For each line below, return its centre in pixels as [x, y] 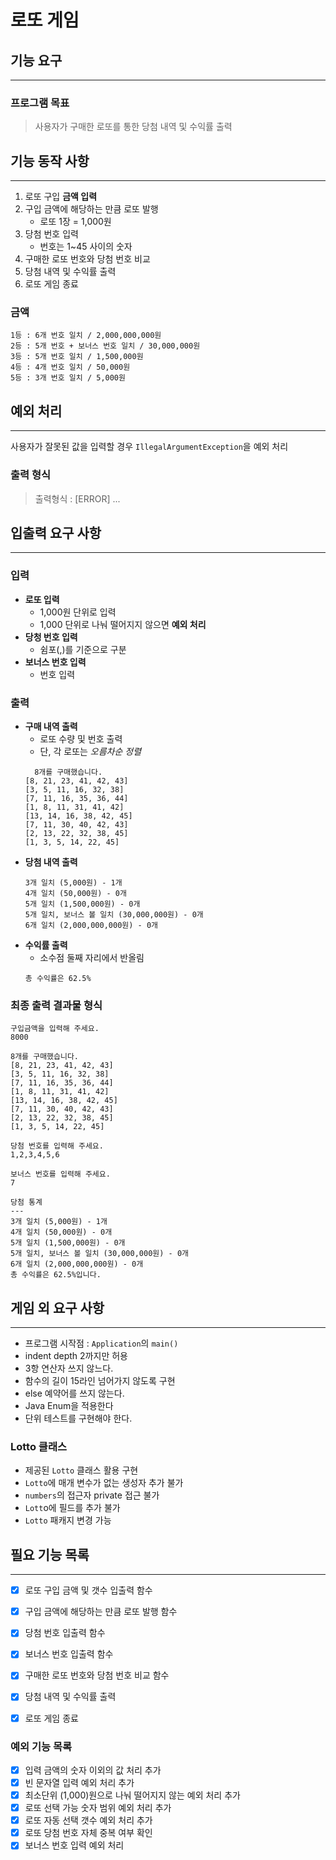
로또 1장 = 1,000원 [75, 222]
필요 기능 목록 [50, 1554]
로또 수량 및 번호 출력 [81, 738]
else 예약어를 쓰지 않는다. [74, 1393]
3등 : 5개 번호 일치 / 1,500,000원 [77, 357]
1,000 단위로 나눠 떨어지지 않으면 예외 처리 [123, 624]
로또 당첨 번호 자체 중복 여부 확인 [88, 1833]
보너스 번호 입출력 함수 [69, 1654]
